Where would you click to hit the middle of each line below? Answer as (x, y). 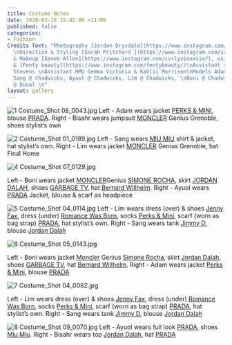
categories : (24, 33)
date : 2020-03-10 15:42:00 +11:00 (57, 20)
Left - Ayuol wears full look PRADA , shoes (158, 327)
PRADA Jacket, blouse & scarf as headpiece (70, 195)
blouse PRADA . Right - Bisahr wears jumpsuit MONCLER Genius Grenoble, (113, 118)
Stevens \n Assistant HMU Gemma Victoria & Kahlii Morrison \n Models (113, 71)
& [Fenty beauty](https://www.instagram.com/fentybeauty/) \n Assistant (117, 65)
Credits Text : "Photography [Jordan (60, 46)
